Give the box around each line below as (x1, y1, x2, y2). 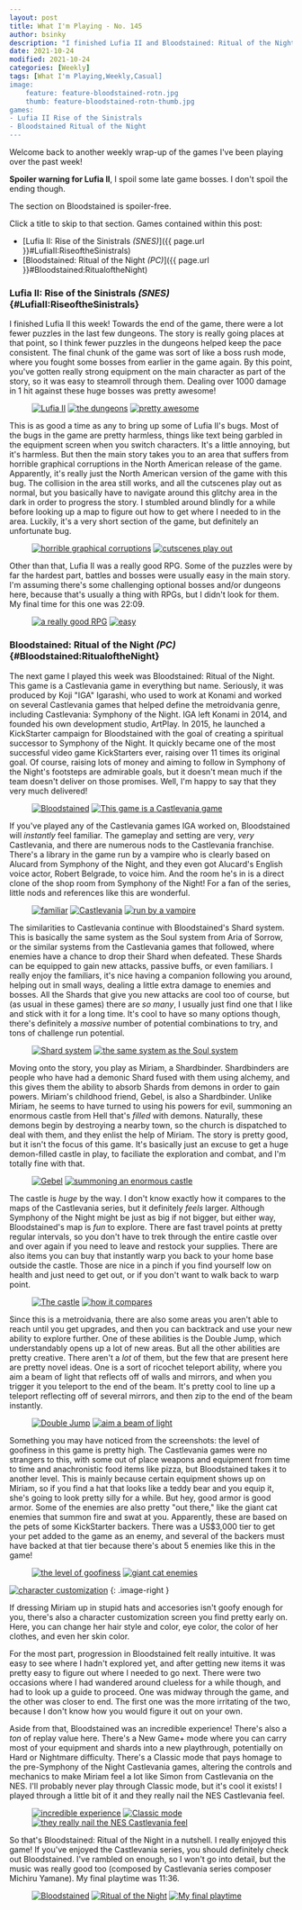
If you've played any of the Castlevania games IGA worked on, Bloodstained (9, 820, 290, 831)
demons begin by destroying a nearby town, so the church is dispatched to (9, 1119, 288, 1130)
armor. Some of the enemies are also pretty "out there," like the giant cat (9, 1501, 278, 1513)
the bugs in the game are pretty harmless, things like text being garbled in (9, 430, 283, 441)
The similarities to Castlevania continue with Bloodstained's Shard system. (9, 922, 285, 933)
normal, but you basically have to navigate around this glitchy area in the (9, 487, 279, 498)
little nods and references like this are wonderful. (9, 887, 191, 898)
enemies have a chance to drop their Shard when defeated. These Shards (9, 951, 283, 962)
